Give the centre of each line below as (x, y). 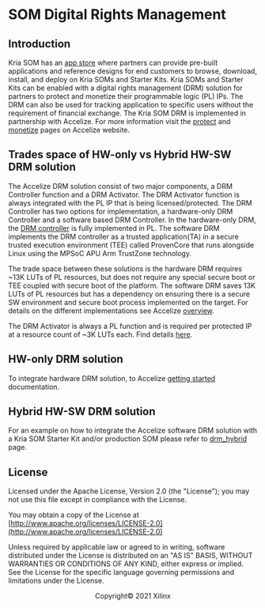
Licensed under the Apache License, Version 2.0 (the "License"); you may (129, 491)
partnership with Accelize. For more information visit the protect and (119, 121)
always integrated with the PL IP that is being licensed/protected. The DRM (130, 202)
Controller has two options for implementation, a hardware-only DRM (121, 211)
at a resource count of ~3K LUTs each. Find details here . (100, 334)
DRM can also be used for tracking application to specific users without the (131, 105)
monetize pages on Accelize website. (69, 130)
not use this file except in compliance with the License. (98, 500)
